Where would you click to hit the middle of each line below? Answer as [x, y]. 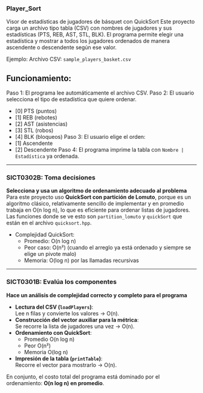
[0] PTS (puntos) [36, 111]
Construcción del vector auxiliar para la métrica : [77, 320]
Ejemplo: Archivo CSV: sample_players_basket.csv [69, 59]
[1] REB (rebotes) [36, 118]
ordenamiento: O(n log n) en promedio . [55, 383]
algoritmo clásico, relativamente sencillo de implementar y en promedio [95, 204]
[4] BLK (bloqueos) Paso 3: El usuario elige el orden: [80, 137]
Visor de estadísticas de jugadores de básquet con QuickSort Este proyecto [101, 22]
